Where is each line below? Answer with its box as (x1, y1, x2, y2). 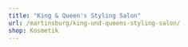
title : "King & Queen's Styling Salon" (8, 11, 142, 20)
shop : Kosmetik (8, 26, 59, 34)
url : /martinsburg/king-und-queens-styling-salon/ (8, 19, 181, 27)
